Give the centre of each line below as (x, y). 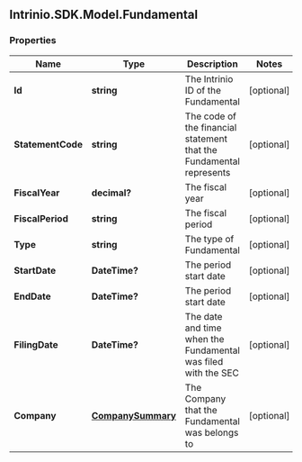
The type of (209, 239)
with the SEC (212, 373)
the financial (211, 127)
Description (213, 64)
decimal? (111, 193)
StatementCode (49, 144)
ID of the (203, 90)
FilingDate (36, 344)
